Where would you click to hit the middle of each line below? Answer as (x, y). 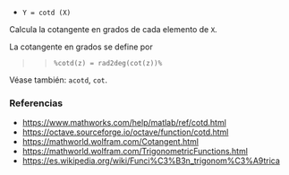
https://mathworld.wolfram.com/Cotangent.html (110, 142)
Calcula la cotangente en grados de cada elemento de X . (113, 29)
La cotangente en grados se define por (81, 47)
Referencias (36, 103)
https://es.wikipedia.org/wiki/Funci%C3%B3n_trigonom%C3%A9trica (151, 161)
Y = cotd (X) (47, 13)
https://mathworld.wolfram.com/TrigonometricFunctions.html (135, 152)
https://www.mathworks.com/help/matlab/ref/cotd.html (124, 123)
